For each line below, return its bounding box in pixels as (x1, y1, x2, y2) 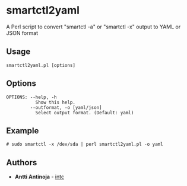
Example (6, 126, 39, 136)
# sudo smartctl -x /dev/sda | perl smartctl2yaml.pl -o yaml (6, 142, 163, 147)
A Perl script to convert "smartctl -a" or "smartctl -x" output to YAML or (6, 23, 181, 30)
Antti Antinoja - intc (14, 173, 64, 181)
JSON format (6, 29, 39, 36)
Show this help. (35, 99, 76, 105)
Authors (6, 158, 37, 168)
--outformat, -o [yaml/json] (30, 104, 102, 110)
